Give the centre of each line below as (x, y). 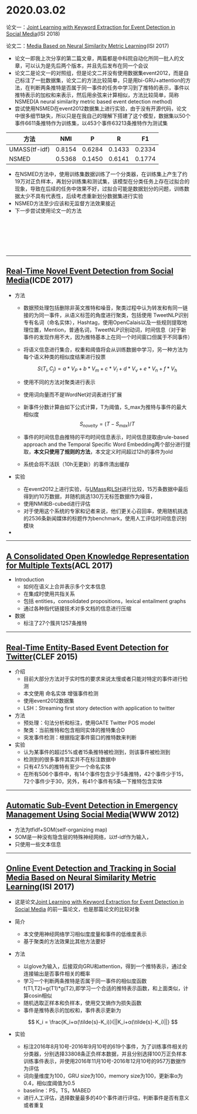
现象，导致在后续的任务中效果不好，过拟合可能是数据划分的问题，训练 (99, 189)
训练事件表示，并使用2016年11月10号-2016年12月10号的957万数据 (102, 1061)
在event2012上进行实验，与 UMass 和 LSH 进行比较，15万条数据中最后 (106, 489)
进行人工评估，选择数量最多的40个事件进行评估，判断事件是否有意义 (106, 1098)
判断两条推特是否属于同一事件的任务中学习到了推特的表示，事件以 (110, 87)
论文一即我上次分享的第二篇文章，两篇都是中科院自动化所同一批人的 (97, 58)
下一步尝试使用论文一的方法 (48, 210)
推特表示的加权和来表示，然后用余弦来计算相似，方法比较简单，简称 (97, 95)
